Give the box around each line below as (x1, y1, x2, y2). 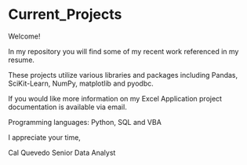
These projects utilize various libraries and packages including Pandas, (8, 70, 238, 79)
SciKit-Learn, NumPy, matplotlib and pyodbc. (8, 79, 154, 88)
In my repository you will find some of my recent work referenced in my (8, 46, 239, 56)
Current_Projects (8, 5, 122, 24)
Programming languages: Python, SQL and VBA (8, 117, 162, 126)
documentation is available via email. (8, 102, 127, 112)
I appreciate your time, (8, 132, 81, 142)
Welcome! (8, 31, 41, 41)
